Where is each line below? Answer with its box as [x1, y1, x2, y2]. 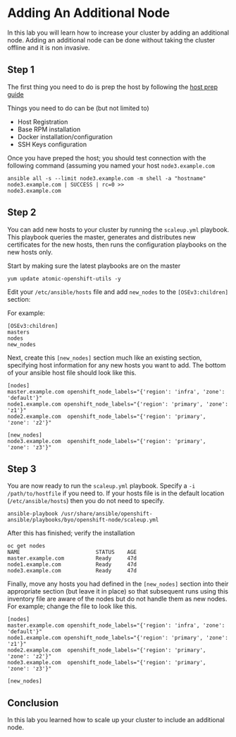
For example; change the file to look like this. [7, 602, 137, 611]
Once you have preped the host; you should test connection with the [7, 153, 206, 162]
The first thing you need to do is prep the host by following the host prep [7, 83, 218, 91]
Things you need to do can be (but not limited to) [7, 104, 149, 112]
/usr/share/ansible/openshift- [61, 510, 153, 517]
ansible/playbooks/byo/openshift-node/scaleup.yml [7, 517, 159, 524]
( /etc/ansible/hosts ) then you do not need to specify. [7, 497, 165, 505]
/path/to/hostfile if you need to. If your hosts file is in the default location [7, 489, 225, 497]
